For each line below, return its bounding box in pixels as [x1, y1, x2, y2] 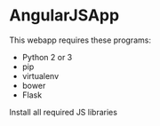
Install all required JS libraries [9, 106, 118, 117]
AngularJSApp [9, 5, 120, 26]
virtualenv [21, 70, 60, 81]
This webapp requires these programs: [9, 35, 151, 45]
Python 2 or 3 [21, 51, 73, 62]
